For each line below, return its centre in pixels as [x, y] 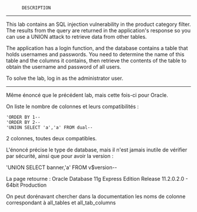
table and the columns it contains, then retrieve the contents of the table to [96, 60]
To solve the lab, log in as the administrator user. [65, 78]
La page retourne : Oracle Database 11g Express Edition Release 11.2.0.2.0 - [97, 179]
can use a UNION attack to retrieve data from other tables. [77, 37]
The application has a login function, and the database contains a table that [97, 48]
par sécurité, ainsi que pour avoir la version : [60, 156]
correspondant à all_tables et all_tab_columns [61, 203]
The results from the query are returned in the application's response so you [98, 31]
